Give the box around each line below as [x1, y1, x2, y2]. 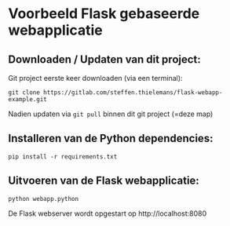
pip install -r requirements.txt [8, 152, 118, 161]
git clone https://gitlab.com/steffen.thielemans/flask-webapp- [8, 89, 223, 97]
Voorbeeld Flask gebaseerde [8, 5, 200, 23]
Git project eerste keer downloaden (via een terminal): [8, 74, 183, 82]
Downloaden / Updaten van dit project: [8, 53, 202, 66]
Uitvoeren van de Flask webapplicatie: [8, 174, 200, 188]
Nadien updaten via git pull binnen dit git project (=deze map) [8, 109, 214, 118]
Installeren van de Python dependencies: [8, 132, 214, 145]
